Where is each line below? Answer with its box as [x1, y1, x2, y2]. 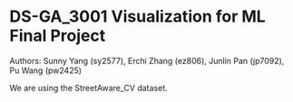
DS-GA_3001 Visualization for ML [9, 6, 266, 27]
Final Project [9, 25, 106, 46]
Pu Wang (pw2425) [9, 65, 83, 76]
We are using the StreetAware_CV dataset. [9, 82, 168, 93]
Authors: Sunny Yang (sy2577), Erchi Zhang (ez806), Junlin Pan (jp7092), [9, 55, 285, 66]
